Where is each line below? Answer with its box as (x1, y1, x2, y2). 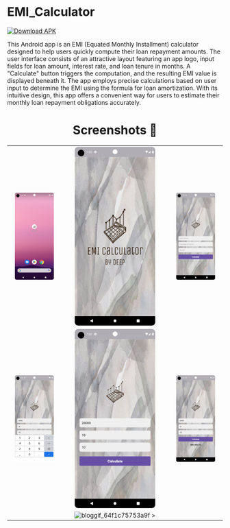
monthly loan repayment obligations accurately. (7, 98, 142, 106)
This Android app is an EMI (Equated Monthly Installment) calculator (7, 40, 199, 48)
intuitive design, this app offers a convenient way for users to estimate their (7, 91, 220, 99)
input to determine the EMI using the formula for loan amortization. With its (7, 84, 218, 92)
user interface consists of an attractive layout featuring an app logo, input (7, 54, 214, 62)
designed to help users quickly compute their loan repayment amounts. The (7, 47, 221, 56)
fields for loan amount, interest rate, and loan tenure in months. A (7, 62, 191, 70)
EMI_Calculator (7, 4, 95, 20)
